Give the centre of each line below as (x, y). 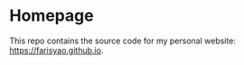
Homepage (52, 16)
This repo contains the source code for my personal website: (123, 41)
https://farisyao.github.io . (56, 50)
